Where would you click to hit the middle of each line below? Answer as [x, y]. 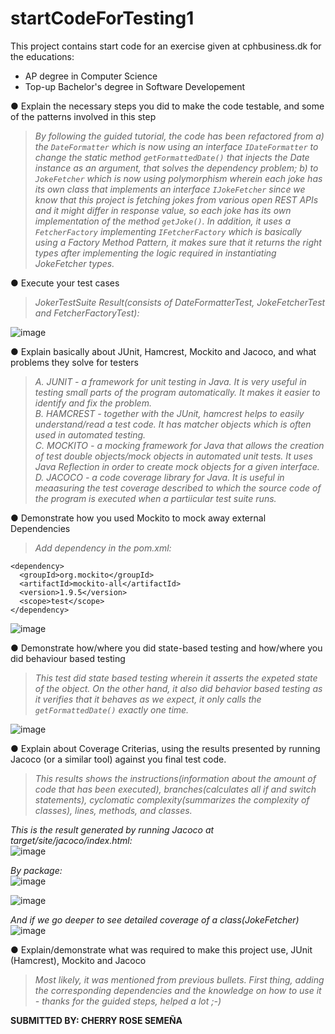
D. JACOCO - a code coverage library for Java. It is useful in [159, 477]
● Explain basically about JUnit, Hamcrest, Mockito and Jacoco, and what [163, 351]
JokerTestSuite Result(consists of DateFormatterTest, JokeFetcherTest [180, 302]
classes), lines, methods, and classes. [113, 810]
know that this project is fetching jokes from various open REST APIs [176, 199]
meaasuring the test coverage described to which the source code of [178, 488]
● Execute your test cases [65, 283]
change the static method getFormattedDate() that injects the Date [172, 157]
